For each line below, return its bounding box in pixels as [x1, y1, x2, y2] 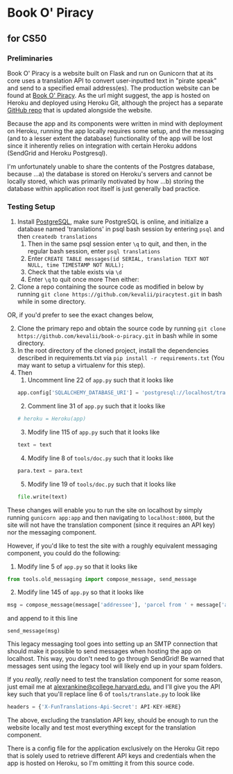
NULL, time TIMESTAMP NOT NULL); [27, 262, 125, 269]
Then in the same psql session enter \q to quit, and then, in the [27, 239, 207, 248]
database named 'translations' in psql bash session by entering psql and [17, 225, 225, 233]
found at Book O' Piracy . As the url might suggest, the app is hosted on [7, 91, 210, 99]
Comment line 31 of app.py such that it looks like [27, 402, 166, 410]
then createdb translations [17, 233, 98, 241]
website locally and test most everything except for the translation [7, 723, 196, 732]
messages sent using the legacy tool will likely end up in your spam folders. [7, 662, 223, 671]
